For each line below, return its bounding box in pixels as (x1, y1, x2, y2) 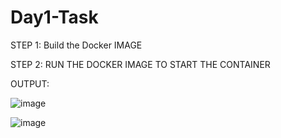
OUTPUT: (10, 77, 50, 90)
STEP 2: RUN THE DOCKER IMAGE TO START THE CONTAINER (10, 58, 271, 70)
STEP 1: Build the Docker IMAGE (10, 39, 143, 51)
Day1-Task (10, 6, 99, 29)
